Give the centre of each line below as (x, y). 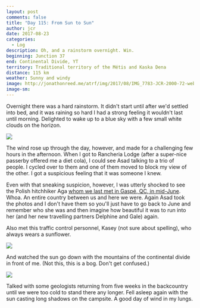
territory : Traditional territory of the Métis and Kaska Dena (86, 67)
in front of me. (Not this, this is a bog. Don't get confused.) (78, 263)
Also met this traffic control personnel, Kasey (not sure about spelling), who (99, 228)
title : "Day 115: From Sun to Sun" (50, 23)
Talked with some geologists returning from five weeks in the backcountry (97, 286)
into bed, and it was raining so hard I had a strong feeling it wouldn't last (95, 112)
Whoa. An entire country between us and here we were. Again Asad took (96, 197)
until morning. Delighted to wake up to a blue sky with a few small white (94, 119)
